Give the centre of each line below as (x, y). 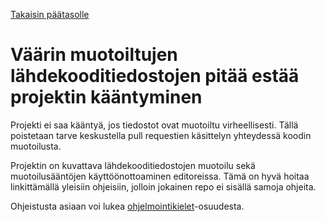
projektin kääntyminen (106, 97)
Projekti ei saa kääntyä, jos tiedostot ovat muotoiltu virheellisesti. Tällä (154, 125)
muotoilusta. (36, 146)
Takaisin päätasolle (50, 14)
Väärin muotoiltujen (94, 55)
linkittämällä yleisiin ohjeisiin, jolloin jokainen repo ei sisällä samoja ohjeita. (163, 186)
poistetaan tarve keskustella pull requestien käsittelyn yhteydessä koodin (161, 135)
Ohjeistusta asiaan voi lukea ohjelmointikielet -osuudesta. (127, 206)
